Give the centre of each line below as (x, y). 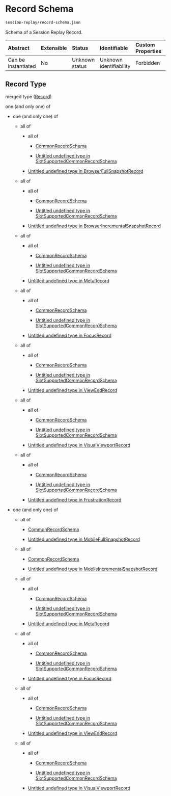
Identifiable (114, 48)
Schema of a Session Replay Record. (44, 32)
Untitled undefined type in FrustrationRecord (75, 499)
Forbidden (148, 63)
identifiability (115, 66)
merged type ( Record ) (28, 96)
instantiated (22, 66)
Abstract (19, 48)
